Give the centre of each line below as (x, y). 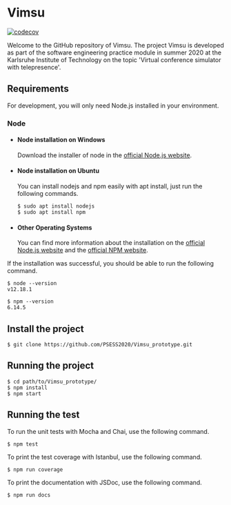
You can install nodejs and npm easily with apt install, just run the (110, 186)
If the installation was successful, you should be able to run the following (111, 264)
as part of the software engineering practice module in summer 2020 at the (114, 52)
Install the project (46, 329)
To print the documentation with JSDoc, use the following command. (104, 482)
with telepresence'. (34, 67)
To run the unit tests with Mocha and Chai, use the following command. (108, 431)
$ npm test (23, 444)
